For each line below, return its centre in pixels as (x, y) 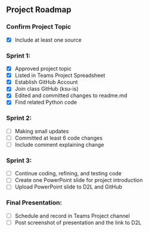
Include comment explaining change (59, 144)
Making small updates (42, 131)
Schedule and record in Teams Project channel (72, 216)
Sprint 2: (19, 118)
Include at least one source (48, 40)
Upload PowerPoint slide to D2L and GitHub (68, 187)
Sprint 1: (18, 55)
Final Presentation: (34, 203)
